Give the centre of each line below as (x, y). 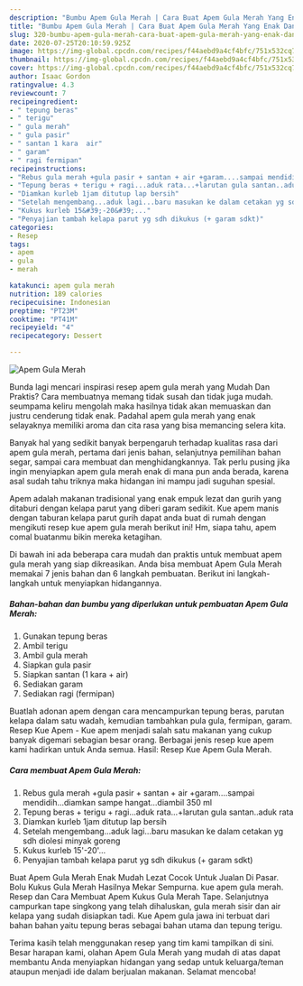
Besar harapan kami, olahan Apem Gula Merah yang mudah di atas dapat (145, 952)
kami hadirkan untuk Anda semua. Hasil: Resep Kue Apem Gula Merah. (141, 749)
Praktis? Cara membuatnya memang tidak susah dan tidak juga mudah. (141, 396)
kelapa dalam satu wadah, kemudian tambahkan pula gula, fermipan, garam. (151, 720)
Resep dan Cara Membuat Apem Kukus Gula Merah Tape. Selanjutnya (139, 896)
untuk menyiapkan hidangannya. (101, 583)
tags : (19, 244)
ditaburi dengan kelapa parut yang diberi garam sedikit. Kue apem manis (144, 508)
